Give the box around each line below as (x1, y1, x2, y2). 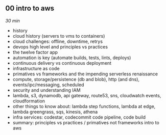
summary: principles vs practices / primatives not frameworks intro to (12, 119, 159, 125)
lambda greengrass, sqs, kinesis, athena (12, 109, 98, 115)
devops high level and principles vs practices (12, 43, 108, 50)
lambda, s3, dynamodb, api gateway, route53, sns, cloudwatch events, (12, 92, 161, 98)
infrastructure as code (12, 65, 60, 71)
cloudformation (12, 98, 45, 104)
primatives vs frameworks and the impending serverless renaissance (12, 71, 158, 77)
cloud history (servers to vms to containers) (12, 33, 105, 39)
